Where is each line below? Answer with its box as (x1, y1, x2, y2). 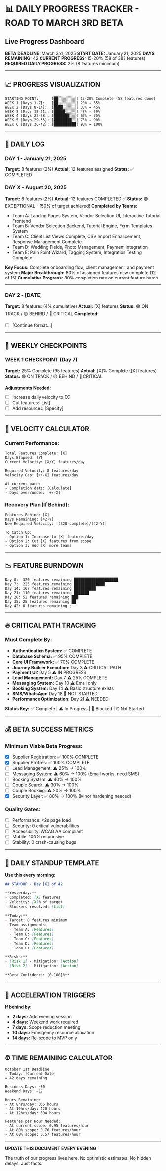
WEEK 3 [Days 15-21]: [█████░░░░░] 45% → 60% (5, 109, 100, 114)
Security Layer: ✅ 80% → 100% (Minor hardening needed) (12, 793, 132, 799)
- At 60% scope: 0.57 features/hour (5, 1132, 81, 1137)
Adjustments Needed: (5, 385, 51, 390)
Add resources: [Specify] (12, 405, 64, 411)
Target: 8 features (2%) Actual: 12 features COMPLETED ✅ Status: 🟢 (5, 196, 148, 202)
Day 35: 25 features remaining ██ (5, 599, 77, 604)
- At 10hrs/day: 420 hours (5, 1106, 61, 1111)
